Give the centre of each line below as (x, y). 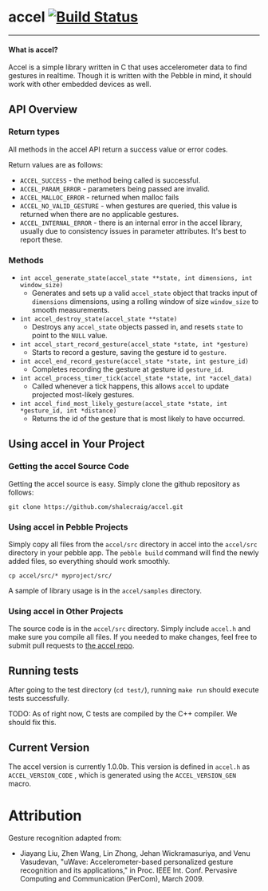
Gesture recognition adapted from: (65, 838)
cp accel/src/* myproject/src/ (60, 576)
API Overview (43, 109)
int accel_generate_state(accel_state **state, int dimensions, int (136, 278)
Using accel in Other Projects (66, 612)
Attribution (45, 816)
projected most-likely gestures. (83, 395)
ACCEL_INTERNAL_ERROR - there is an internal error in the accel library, (131, 223)
